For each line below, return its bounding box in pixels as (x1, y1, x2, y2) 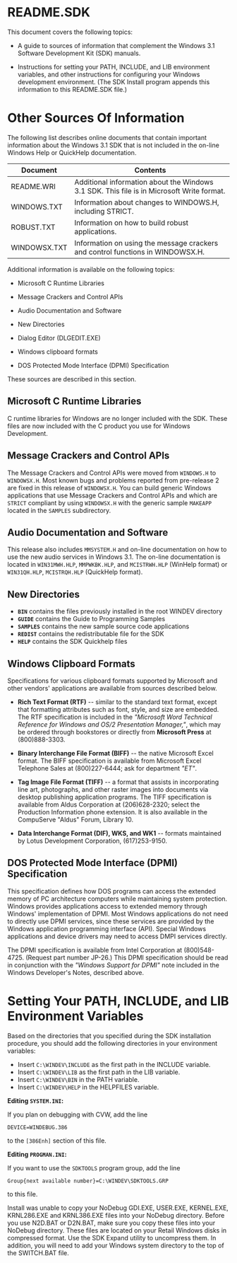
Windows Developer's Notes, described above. (7, 968, 145, 976)
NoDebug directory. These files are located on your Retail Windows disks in (7, 1225, 227, 1235)
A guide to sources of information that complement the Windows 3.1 (17, 41, 215, 50)
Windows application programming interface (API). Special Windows (7, 924, 207, 933)
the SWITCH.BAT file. (7, 1248, 69, 1257)
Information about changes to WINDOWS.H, (73, 197, 220, 207)
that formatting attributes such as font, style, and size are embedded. (17, 705, 219, 713)
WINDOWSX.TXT (11, 242, 68, 252)
